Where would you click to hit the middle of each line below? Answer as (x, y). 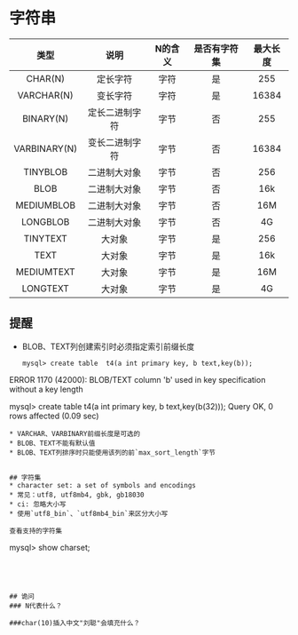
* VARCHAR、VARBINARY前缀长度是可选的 (74, 433)
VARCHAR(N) (45, 95)
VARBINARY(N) (46, 148)
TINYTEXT (46, 238)
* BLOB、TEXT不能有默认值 (52, 443)
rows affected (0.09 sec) (54, 416)
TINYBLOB (46, 171)
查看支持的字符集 (36, 531)
